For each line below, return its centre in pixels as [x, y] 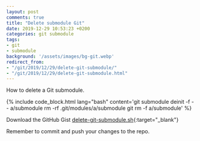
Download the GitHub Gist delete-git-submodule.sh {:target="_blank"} [92, 120]
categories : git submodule [40, 34]
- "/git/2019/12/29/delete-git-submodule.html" [67, 73]
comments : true [25, 17]
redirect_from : [25, 62]
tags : [13, 40]
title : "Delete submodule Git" [45, 23]
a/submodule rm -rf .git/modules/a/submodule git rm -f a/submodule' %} [101, 108]
